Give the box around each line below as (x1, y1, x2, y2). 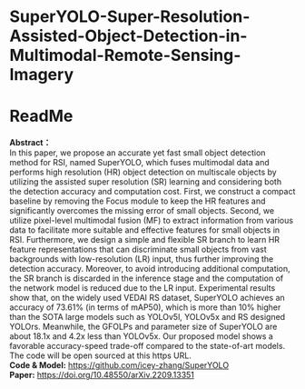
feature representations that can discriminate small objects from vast (9, 244, 268, 255)
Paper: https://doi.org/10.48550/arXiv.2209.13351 (9, 370, 195, 381)
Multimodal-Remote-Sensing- (9, 45, 241, 65)
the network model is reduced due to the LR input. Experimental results (9, 283, 276, 294)
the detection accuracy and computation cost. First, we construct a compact (9, 186, 296, 197)
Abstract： (9, 137, 52, 148)
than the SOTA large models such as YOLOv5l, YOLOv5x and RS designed (9, 312, 286, 323)
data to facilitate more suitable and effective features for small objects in (9, 224, 280, 235)
